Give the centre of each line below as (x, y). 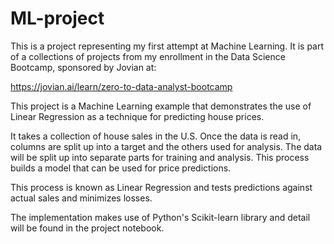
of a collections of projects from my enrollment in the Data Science (148, 56)
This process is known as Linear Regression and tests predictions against (161, 187)
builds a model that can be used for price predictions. (121, 168)
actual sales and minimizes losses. (81, 198)
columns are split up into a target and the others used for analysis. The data (166, 146)
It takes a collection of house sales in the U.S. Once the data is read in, (156, 136)
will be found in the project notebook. (87, 228)
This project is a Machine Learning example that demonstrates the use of (161, 106)
